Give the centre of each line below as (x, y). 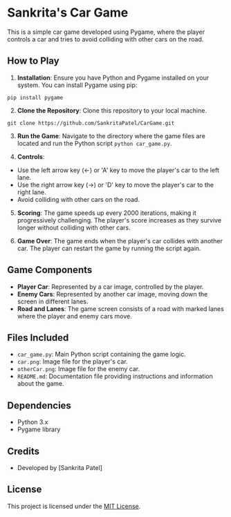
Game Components (50, 270)
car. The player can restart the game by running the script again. (109, 248)
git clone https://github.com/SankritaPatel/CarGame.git (91, 123)
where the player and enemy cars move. (75, 316)
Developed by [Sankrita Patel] (59, 468)
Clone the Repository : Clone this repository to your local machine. (112, 110)
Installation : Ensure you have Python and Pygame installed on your (113, 77)
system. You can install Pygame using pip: (77, 85)
